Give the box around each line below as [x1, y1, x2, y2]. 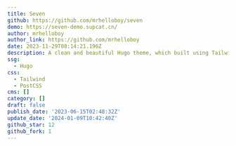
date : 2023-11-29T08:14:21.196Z [7, 43, 102, 50]
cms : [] [7, 88, 30, 95]
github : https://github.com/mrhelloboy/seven [7, 17, 143, 24]
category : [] [7, 95, 46, 102]
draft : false [7, 102, 46, 109]
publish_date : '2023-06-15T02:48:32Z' [7, 108, 121, 115]
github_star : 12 [7, 121, 55, 128]
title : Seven [7, 10, 46, 18]
